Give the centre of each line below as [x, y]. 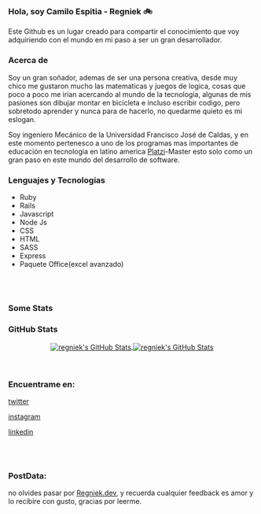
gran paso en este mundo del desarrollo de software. [94, 160]
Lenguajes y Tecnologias [57, 180]
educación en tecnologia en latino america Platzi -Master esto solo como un [130, 151]
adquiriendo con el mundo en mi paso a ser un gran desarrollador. [115, 40]
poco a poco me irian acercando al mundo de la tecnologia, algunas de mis [130, 94]
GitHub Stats [33, 329]
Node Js [33, 222]
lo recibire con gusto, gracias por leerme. [75, 501]
